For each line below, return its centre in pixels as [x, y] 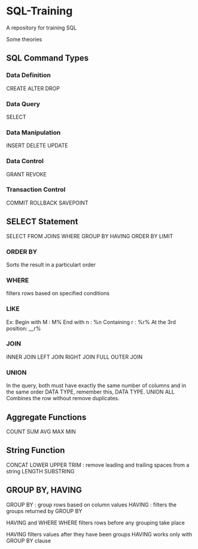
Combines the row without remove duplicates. [63, 398]
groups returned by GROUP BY [44, 511]
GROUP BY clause [29, 541]
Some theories [24, 39]
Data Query [23, 104]
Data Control [25, 161]
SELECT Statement [42, 222]
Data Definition [28, 75]
